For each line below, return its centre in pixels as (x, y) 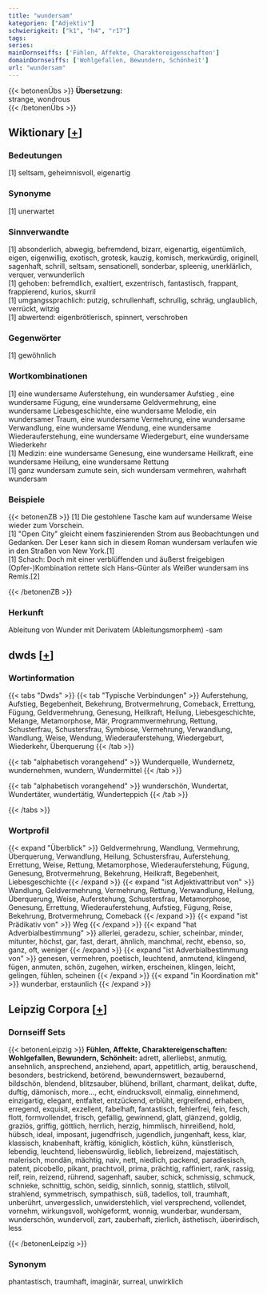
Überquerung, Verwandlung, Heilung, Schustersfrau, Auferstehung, (119, 856)
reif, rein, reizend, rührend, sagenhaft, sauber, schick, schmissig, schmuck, (132, 1176)
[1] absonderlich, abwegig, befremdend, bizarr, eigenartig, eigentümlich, (127, 250)
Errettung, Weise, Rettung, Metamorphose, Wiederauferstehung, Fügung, (129, 865)
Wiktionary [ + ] (45, 133)
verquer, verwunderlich (47, 275)
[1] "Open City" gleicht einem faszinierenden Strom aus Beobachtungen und (134, 534)
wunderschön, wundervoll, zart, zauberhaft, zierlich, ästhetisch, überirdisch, (134, 1219)
